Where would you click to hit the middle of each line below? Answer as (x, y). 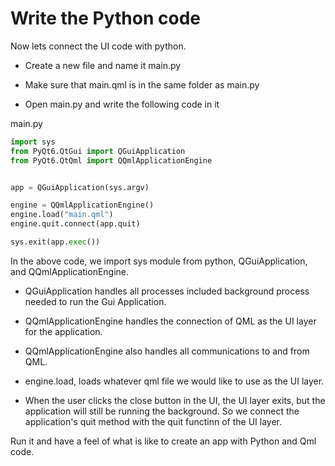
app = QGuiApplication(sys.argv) (80, 187)
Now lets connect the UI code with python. (98, 46)
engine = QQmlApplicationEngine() (82, 205)
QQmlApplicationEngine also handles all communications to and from (167, 351)
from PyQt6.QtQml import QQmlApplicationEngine (111, 160)
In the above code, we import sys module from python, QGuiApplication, (159, 261)
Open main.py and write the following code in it (122, 104)
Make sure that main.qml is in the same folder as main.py (142, 84)
